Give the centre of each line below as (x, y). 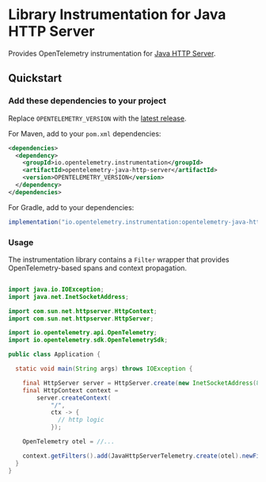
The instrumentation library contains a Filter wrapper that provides (119, 259)
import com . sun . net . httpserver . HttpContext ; (83, 311)
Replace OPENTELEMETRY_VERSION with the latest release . (97, 118)
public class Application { (55, 354)
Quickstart (35, 78)
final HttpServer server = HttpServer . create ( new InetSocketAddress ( (140, 383)
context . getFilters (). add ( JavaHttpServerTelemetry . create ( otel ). (133, 456)
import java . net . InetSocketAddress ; (68, 296)
